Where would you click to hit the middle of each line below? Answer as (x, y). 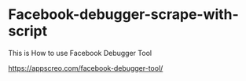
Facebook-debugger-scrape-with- (124, 15)
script (28, 31)
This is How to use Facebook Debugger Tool (80, 53)
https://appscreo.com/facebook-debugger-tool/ (86, 68)
